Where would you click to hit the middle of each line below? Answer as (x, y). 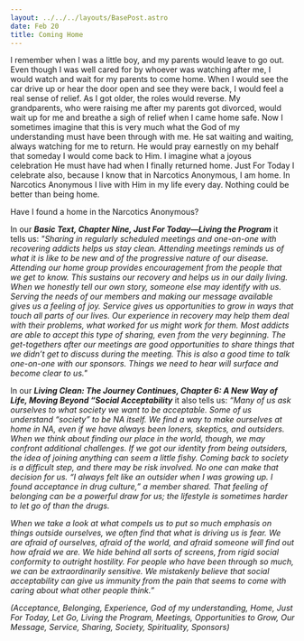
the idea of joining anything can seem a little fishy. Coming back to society (149, 458)
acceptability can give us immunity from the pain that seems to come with (148, 581)
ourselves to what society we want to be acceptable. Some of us (131, 410)
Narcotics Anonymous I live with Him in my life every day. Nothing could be (150, 185)
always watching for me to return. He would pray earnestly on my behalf (144, 146)
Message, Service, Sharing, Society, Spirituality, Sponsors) (120, 627)
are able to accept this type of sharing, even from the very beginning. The (148, 335)
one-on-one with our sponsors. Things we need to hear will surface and (144, 364)
